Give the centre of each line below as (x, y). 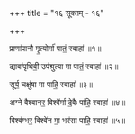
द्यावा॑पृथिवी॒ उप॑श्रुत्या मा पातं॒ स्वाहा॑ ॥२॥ (64, 66)
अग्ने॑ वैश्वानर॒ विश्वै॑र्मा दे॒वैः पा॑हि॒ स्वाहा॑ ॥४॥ (67, 102)
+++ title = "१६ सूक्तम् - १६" (57, 13)
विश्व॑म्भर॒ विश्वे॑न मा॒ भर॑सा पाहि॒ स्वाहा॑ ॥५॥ (67, 120)
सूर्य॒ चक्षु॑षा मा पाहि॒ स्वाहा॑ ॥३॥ (51, 84)
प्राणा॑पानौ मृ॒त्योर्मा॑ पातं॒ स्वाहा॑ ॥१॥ (55, 48)
